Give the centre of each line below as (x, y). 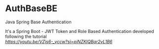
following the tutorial (26, 36)
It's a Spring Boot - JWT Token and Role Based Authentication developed (80, 31)
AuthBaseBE (31, 8)
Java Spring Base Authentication (38, 22)
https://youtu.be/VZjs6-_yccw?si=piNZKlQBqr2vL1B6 (59, 41)
